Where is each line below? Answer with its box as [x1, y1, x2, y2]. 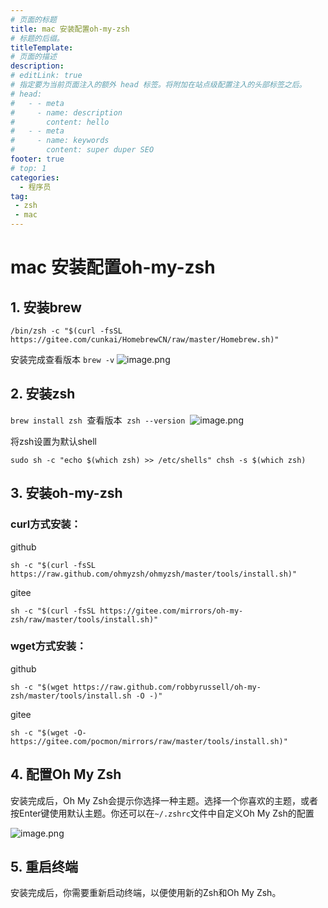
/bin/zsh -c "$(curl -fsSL [10, 326, 123, 336]
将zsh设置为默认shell [10, 435, 98, 447]
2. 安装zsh [10, 386, 76, 403]
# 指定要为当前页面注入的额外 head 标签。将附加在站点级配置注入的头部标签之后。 [10, 80, 307, 90]
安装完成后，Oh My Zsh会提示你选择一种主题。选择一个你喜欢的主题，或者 [10, 794, 318, 806]
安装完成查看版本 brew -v [10, 354, 115, 365]
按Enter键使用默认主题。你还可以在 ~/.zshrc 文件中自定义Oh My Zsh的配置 [10, 807, 315, 819]
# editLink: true [10, 71, 83, 81]
